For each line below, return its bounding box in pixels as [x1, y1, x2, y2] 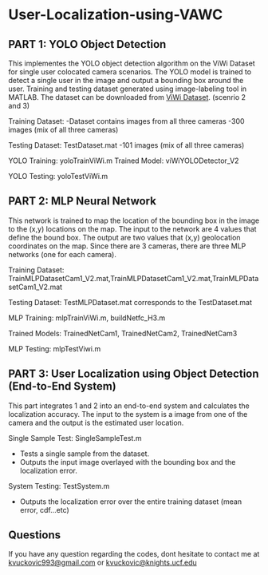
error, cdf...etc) [19, 505, 69, 514]
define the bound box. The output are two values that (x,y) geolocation [8, 232, 241, 242]
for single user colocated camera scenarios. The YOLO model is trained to [8, 67, 252, 77]
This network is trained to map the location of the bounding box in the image [8, 216, 260, 225]
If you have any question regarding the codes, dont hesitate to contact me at [8, 549, 260, 559]
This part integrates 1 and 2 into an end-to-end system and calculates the [8, 401, 250, 410]
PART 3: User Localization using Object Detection [8, 367, 259, 381]
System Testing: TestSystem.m [8, 481, 110, 490]
